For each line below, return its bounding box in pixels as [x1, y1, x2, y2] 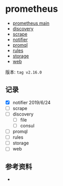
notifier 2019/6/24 [12, 99, 51, 105]
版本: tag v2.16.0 [5, 69, 42, 75]
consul [20, 123, 35, 128]
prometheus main [12, 20, 50, 26]
